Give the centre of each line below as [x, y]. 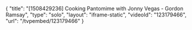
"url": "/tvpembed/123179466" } [45, 21]
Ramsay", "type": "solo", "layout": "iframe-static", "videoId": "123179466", [96, 15]
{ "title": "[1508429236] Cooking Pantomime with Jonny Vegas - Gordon [95, 9]
